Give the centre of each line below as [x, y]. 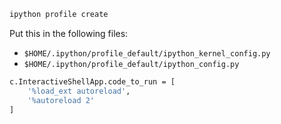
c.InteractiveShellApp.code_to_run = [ [92, 81]
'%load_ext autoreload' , [79, 91]
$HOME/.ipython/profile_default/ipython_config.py [131, 64]
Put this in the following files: [69, 33]
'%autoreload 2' [61, 100]
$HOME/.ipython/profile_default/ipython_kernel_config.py [147, 53]
